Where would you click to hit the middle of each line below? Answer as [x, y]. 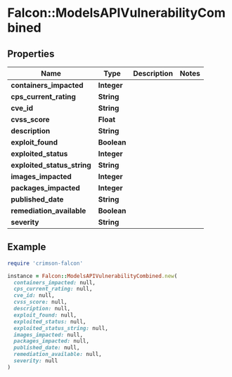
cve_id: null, [34, 296]
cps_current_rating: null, [53, 289]
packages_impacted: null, [52, 341]
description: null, [42, 309]
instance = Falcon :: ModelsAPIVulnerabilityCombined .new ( [92, 276]
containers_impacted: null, [55, 282]
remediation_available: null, [58, 355]
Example [27, 247]
